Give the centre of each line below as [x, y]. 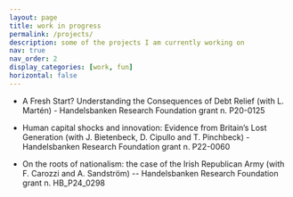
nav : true [28, 51]
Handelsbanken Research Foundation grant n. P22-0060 [126, 146]
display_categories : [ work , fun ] [71, 68]
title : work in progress [55, 26]
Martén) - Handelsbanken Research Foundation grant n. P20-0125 [143, 110]
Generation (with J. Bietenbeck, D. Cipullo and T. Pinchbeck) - [136, 137]
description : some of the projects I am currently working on [127, 42]
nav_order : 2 [33, 59]
